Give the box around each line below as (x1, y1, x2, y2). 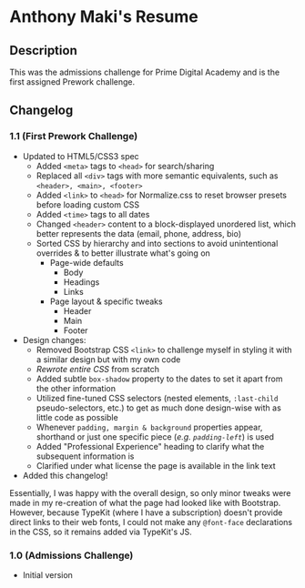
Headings (63, 276, 100, 288)
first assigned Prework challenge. (9, 76, 136, 87)
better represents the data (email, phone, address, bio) (36, 228, 242, 238)
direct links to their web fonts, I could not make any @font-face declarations (9, 516, 293, 527)
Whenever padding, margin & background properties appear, (36, 421, 263, 432)
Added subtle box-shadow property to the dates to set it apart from (36, 373, 283, 384)
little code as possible (36, 411, 118, 422)
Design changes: (22, 334, 86, 345)
